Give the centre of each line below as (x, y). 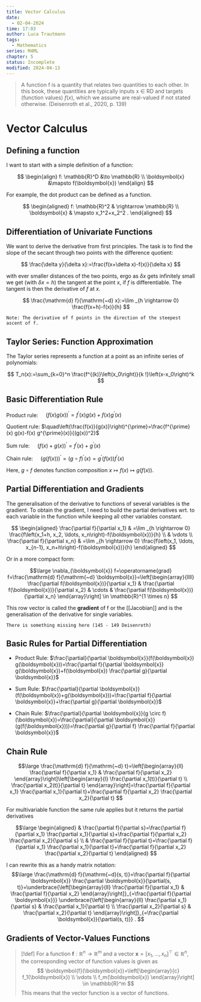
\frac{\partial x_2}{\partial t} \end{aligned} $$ (101, 853)
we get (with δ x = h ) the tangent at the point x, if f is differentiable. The (94, 282)
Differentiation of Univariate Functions (79, 232)
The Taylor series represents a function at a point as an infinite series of (95, 356)
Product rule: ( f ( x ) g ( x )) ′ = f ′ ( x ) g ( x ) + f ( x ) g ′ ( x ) (64, 414)
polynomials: (22, 363)
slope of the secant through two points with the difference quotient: (90, 253)
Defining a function (43, 150)
